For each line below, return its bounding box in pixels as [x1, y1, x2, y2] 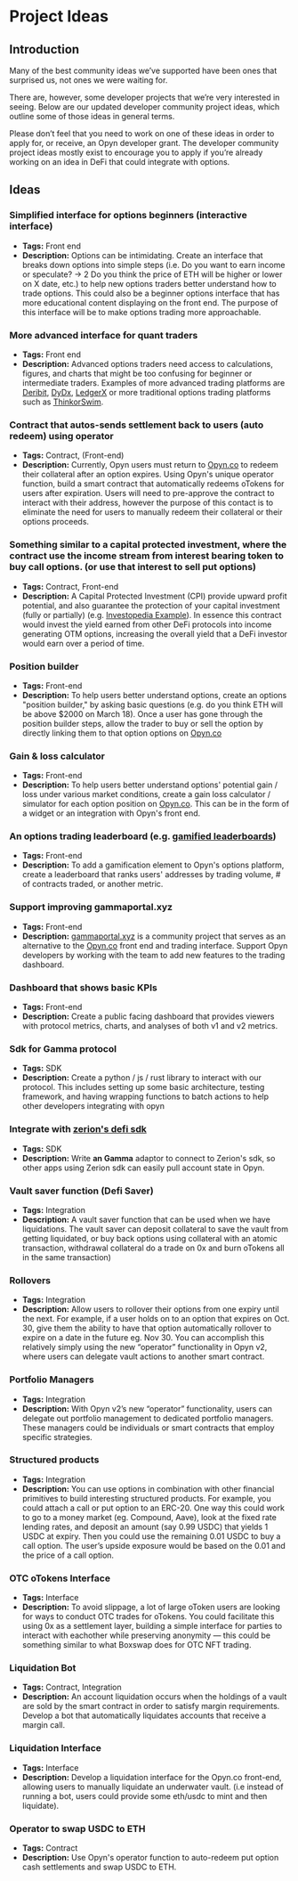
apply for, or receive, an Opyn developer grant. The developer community [9, 138, 279, 148]
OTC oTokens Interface [9, 1572, 111, 1584]
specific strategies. [21, 1431, 93, 1442]
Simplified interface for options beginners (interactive [9, 209, 247, 222]
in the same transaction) [21, 1251, 111, 1262]
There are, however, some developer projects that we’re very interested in [9, 92, 280, 102]
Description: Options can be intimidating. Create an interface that [21, 249, 264, 260]
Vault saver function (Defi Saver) [9, 1185, 154, 1197]
